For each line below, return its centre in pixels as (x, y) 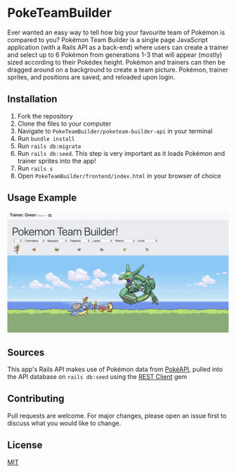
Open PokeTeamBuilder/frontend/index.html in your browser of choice (119, 175)
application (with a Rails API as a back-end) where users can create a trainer (118, 47)
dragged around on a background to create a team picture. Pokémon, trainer (118, 69)
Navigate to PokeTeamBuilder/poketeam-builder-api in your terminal (115, 131)
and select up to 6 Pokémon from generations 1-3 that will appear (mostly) (115, 55)
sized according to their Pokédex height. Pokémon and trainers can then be (117, 62)
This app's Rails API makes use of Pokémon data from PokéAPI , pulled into (115, 369)
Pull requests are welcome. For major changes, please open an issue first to (117, 415)
